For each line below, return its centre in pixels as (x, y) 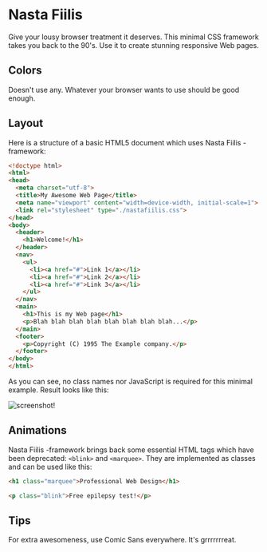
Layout (26, 123)
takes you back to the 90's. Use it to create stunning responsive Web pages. (133, 45)
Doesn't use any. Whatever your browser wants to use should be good (124, 89)
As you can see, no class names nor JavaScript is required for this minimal (131, 382)
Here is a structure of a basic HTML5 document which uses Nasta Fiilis (125, 142)
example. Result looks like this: (59, 390)
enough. (22, 98)
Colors (25, 71)
